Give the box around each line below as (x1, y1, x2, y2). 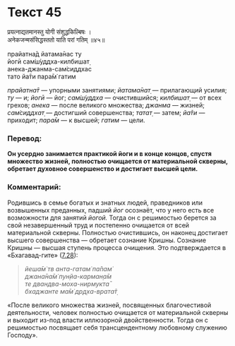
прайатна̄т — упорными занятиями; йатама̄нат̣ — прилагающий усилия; (7, 85, 227, 94)
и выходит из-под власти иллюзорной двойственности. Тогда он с (7, 316, 208, 324)
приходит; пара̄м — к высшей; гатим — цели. (7, 116, 146, 124)
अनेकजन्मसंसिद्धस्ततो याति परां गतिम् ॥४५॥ (7, 35, 105, 44)
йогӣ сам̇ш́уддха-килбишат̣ (7, 57, 90, 66)
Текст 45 (7, 4, 62, 20)
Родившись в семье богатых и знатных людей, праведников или (7, 198, 203, 207)
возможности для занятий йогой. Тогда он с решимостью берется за (7, 213, 217, 222)
